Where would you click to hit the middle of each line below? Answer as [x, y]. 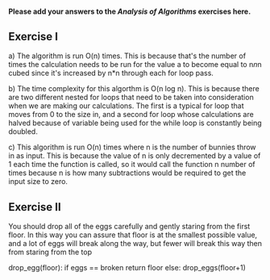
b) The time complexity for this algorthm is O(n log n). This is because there [134, 89]
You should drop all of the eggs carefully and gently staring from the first [129, 227]
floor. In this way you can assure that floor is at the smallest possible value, [133, 235]
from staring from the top [50, 252]
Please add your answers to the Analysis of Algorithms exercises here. [130, 11]
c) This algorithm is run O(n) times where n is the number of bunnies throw [132, 147]
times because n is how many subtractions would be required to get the [127, 173]
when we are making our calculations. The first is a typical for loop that [126, 106]
